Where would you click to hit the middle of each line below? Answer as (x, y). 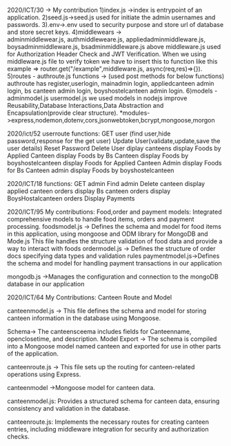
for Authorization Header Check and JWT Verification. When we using (107, 54)
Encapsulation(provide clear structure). (63, 113)
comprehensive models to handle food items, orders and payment (101, 219)
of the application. (33, 353)
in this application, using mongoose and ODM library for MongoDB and (108, 234)
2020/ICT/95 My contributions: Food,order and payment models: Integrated (114, 212)
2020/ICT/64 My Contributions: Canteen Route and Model (90, 297)
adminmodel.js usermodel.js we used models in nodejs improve (97, 98)
